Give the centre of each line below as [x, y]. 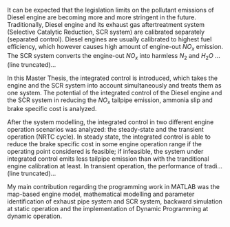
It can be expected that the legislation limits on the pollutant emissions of [111, 10]
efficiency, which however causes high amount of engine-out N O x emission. [115, 48]
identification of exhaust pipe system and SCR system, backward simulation [115, 201]
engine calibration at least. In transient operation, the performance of [105, 166]
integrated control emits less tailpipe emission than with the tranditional [108, 159]
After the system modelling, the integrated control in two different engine [111, 122]
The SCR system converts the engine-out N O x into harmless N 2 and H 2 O [110, 56]
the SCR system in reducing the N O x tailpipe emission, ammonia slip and [110, 101]
